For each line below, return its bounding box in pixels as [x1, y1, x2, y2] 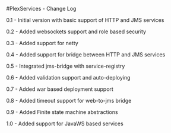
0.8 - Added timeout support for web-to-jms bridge [6, 97, 132, 104]
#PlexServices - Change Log [6, 5, 77, 12]
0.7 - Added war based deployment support [6, 85, 114, 93]
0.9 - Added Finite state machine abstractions [6, 109, 118, 115]
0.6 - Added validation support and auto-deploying [6, 74, 131, 81]
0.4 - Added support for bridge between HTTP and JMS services [6, 51, 166, 58]
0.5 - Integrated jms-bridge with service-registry [6, 62, 125, 69]
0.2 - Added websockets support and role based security [6, 28, 147, 35]
